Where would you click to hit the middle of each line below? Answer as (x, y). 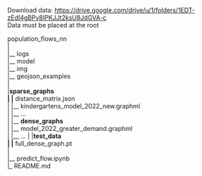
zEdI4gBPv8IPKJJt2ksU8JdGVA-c (57, 18)
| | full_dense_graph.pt (40, 143)
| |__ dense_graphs (35, 121)
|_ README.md (29, 166)
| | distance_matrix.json (41, 99)
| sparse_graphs (31, 91)
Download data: (30, 10)
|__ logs (18, 54)
